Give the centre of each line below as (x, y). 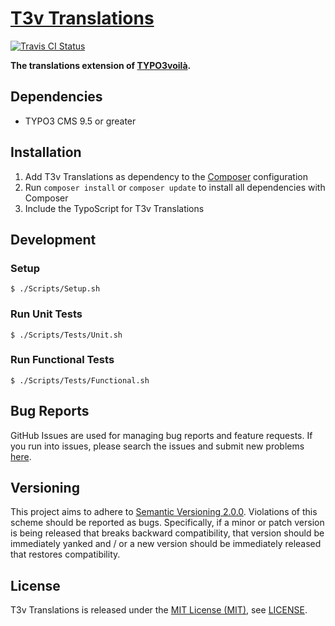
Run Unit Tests (46, 314)
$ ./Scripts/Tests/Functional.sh (80, 380)
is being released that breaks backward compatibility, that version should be (167, 533)
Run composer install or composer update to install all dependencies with (175, 187)
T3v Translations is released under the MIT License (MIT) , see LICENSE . (159, 610)
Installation (46, 152)
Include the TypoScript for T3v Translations (114, 208)
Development (53, 239)
